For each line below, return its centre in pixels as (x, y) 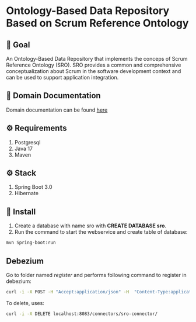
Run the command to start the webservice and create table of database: (101, 232)
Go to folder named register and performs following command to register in (96, 275)
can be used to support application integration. (62, 77)
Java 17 (24, 148)
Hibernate (27, 193)
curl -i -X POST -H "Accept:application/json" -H (68, 292)
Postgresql (27, 142)
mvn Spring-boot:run (31, 243)
